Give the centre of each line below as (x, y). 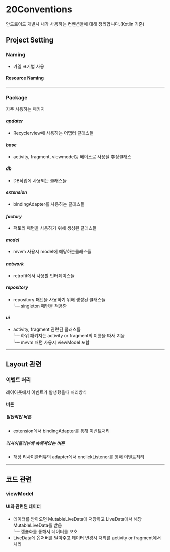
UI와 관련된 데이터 (23, 506)
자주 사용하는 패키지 (25, 109)
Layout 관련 (24, 365)
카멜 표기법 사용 (29, 66)
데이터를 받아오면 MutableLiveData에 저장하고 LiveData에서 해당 (77, 519)
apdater (14, 121)
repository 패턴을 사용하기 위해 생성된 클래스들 (59, 299)
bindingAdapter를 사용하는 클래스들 (49, 204)
